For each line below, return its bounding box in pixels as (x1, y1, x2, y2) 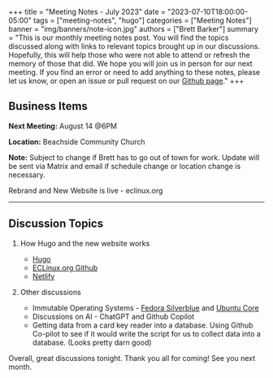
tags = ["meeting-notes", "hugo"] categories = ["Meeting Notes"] (33, 15, 252, 25)
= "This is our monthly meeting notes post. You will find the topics (8, 33, 229, 42)
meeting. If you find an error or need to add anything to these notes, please (8, 67, 261, 76)
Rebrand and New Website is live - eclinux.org (8, 185, 163, 195)
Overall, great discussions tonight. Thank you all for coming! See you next (8, 353, 256, 363)
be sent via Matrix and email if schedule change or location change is (8, 161, 241, 171)
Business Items (8, 99, 88, 113)
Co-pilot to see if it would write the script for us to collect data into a (32, 328, 262, 338)
